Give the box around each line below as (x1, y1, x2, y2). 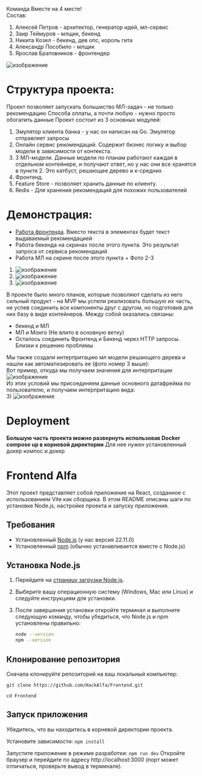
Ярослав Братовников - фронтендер (15, 50, 110, 57)
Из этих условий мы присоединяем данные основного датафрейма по (6, 379, 191, 387)
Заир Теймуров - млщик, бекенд (15, 30, 101, 37)
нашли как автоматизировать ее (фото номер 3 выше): (6, 360, 150, 367)
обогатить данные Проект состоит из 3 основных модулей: (6, 116, 162, 123)
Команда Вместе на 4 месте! (6, 6, 82, 12)
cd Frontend (6, 693, 37, 699)
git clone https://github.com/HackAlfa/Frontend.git (6, 682, 143, 688)
